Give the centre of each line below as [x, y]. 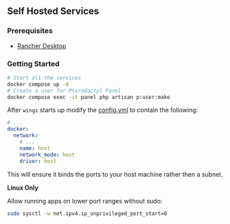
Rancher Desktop [42, 46]
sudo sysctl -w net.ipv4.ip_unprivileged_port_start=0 [87, 213]
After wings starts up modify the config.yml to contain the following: [103, 110]
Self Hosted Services [53, 11]
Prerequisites [30, 31]
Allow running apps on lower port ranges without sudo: [85, 201]
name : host [35, 148]
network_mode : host [47, 155]
